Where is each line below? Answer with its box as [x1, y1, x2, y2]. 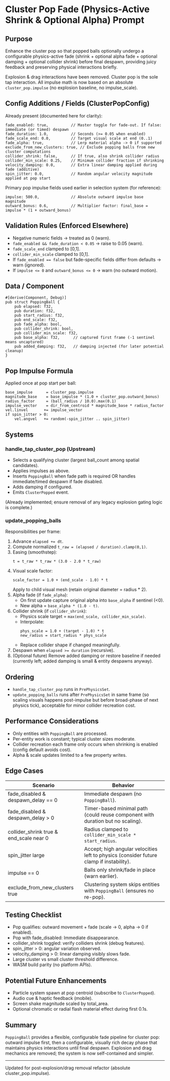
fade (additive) [5, 167, 39, 172]
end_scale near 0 [8, 834, 49, 841]
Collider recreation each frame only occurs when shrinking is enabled [12, 741, 158, 747]
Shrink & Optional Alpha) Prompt [5, 14, 145, 26]
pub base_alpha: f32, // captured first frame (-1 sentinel [14, 335, 155, 340]
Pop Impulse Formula [5, 366, 73, 375]
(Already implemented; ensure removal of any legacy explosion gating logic [5, 499, 163, 505]
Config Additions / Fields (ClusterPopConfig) [5, 99, 150, 108]
